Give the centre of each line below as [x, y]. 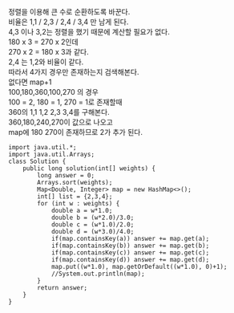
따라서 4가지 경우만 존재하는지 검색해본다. [74, 72]
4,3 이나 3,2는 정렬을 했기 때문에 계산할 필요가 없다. [89, 32]
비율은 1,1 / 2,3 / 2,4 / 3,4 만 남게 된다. [69, 22]
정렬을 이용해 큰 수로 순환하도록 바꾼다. [69, 12]
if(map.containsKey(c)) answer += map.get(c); [130, 253]
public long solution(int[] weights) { [89, 169]
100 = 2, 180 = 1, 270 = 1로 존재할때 [65, 102]
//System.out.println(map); [98, 274]
